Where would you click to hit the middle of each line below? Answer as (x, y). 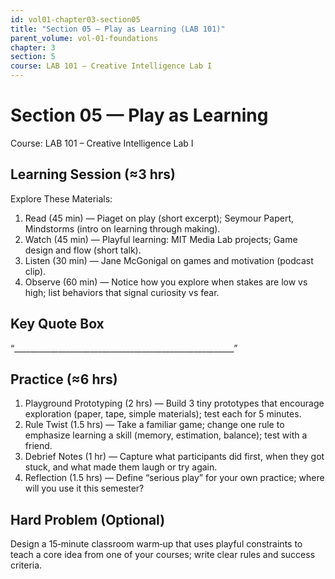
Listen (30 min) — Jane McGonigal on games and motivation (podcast (169, 260)
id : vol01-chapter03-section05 (75, 19)
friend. (38, 446)
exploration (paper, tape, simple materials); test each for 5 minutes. (163, 414)
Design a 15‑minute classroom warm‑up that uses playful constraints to (156, 544)
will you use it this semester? (84, 488)
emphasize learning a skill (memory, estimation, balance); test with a (166, 435)
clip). (35, 271)
